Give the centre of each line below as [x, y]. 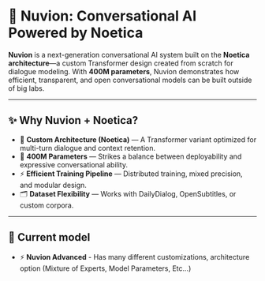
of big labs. [26, 88]
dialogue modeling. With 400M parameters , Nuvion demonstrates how [124, 71]
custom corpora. [47, 205]
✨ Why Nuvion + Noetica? [73, 120]
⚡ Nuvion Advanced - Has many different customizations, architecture [134, 257]
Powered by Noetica [76, 33]
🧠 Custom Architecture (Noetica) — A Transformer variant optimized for [138, 139]
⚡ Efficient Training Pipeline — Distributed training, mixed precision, [131, 174]
